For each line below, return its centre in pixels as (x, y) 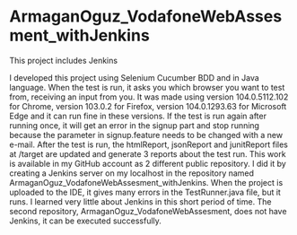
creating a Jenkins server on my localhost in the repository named (131, 173)
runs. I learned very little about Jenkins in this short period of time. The (140, 201)
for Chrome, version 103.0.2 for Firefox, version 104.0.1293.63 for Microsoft (148, 106)
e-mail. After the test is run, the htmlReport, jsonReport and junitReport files (149, 144)
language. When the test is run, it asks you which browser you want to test (147, 87)
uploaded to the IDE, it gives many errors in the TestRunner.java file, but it (145, 192)
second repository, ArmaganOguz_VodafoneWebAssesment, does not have (148, 211)
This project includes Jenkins (64, 60)
